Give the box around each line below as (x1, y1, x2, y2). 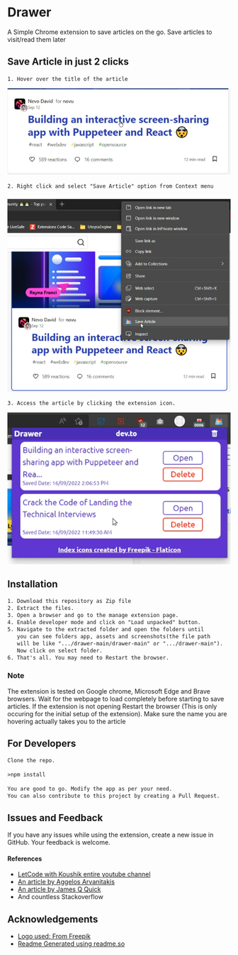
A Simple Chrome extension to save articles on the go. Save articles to (7, 28, 212, 36)
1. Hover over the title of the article (7, 75, 129, 82)
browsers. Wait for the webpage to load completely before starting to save (7, 694, 225, 703)
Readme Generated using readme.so (17, 939, 125, 948)
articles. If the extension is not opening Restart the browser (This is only (7, 702, 217, 711)
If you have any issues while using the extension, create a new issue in (7, 830, 214, 840)
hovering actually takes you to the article (7, 717, 126, 725)
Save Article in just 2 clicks (7, 56, 129, 68)
